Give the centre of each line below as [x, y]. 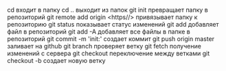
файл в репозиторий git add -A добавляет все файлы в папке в [99, 31]
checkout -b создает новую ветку [56, 60]
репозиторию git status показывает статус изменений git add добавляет [113, 24]
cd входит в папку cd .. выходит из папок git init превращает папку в [108, 10]
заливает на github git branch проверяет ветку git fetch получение [104, 46]
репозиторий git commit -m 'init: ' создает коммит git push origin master [111, 39]
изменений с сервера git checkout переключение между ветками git [109, 53]
